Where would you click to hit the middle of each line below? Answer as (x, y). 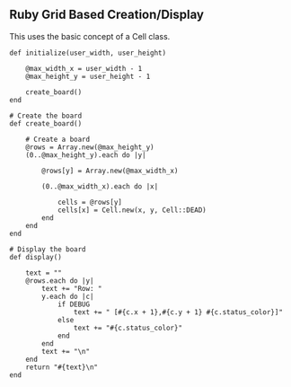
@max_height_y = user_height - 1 (88, 76)
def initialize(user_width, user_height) (88, 53)
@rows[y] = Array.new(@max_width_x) (110, 171)
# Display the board (48, 249)
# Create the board (46, 116)
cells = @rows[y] (90, 202)
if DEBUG (74, 304)
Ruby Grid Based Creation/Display (107, 15)
